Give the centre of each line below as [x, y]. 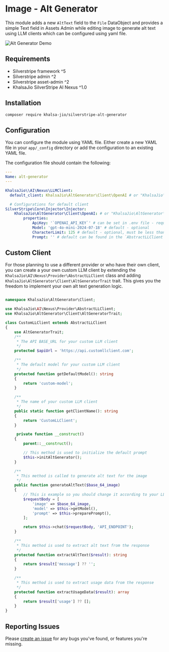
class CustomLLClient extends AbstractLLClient [56, 323]
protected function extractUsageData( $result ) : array [72, 592]
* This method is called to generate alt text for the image [82, 476]
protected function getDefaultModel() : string [64, 374]
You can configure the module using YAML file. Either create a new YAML [81, 142]
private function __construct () [50, 434]
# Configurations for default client [49, 204]
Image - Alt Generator [52, 9]
